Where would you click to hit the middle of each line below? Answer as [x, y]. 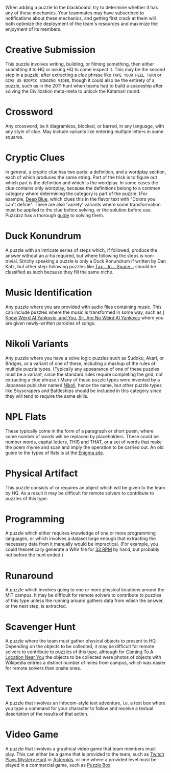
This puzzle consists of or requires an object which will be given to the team [85, 487]
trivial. [12, 261]
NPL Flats [26, 416]
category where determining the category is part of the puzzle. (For [76, 194]
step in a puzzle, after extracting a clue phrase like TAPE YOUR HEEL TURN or [83, 75]
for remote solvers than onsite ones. [43, 668]
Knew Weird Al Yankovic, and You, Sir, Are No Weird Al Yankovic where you [84, 317]
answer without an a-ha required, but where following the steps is [75, 255]
